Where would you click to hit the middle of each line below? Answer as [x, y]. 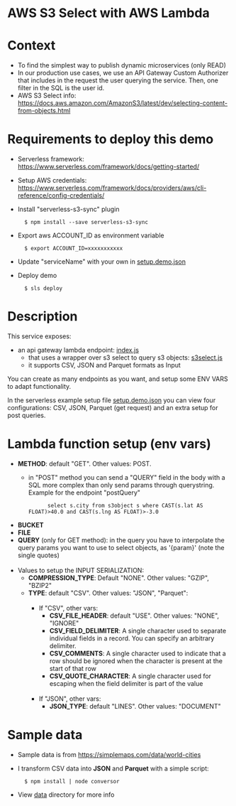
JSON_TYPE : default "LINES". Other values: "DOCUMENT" [135, 706]
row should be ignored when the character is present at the [136, 661]
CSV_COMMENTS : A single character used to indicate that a [138, 653]
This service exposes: [39, 336]
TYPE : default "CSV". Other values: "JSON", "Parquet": [108, 593]
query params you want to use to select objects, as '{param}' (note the [121, 547]
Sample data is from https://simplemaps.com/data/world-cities [109, 754]
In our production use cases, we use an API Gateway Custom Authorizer [123, 73]
